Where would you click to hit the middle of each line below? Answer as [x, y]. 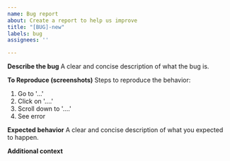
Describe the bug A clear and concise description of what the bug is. [108, 66]
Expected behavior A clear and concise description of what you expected [115, 130]
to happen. [23, 138]
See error [31, 117]
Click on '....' [35, 101]
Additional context [35, 151]
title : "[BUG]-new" [36, 27]
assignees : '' [28, 40]
